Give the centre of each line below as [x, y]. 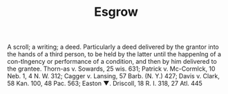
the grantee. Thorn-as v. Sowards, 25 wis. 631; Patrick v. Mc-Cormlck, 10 [111, 69]
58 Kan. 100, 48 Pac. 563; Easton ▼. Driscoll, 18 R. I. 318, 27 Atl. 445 [105, 84]
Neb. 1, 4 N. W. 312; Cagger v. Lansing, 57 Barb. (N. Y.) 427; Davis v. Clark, [113, 76]
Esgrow [116, 12]
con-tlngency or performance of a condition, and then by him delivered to [112, 62]
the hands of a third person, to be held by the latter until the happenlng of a [114, 54]
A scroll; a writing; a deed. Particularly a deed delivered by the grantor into [113, 47]
